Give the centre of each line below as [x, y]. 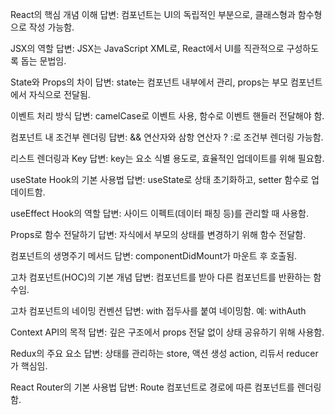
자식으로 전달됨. [59, 94]
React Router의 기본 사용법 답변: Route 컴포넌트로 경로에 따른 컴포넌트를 [152, 387]
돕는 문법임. [43, 61]
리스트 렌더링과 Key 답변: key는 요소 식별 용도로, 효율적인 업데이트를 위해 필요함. [167, 158]
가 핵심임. [29, 366]
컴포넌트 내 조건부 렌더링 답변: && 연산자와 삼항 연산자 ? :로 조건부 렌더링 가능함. [167, 137]
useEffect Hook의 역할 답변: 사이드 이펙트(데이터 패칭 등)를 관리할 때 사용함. [159, 213]
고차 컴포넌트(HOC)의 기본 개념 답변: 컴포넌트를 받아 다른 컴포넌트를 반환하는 [161, 277]
